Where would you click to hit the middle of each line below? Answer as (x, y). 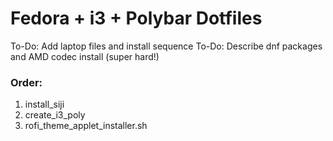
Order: (26, 82)
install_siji (44, 104)
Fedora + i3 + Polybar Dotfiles (136, 18)
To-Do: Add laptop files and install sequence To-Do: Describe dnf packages (166, 46)
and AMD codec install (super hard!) (85, 56)
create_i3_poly (55, 115)
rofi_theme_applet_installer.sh (86, 126)
